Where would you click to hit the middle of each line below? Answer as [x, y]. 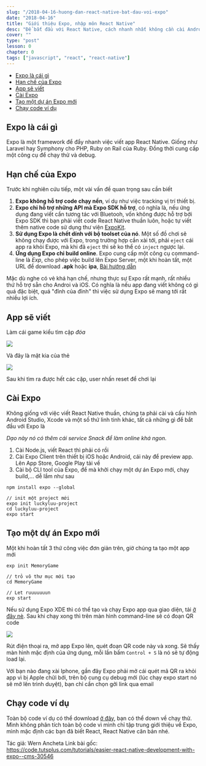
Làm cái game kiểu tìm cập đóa [46, 332]
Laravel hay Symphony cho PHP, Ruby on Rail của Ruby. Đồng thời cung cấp [103, 149]
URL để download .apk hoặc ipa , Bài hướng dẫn [76, 267]
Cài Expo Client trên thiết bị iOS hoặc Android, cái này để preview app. [104, 456]
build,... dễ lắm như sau [45, 476]
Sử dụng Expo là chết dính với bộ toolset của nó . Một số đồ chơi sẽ [101, 234]
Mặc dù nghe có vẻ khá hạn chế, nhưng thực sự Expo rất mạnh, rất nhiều [98, 278]
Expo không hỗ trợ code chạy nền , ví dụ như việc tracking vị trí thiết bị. [105, 201]
